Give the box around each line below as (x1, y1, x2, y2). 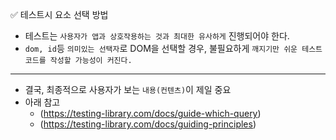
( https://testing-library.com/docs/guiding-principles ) (39, 118, 257, 130)
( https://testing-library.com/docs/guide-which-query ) (39, 108, 262, 119)
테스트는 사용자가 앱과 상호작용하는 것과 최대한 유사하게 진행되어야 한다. (24, 30, 290, 42)
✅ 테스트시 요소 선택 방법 (10, 9, 109, 20)
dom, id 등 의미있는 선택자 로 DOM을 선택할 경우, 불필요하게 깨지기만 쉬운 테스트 (24, 43, 323, 54)
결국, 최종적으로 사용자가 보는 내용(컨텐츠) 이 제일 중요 (24, 84, 232, 95)
